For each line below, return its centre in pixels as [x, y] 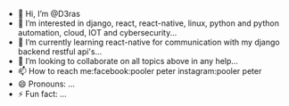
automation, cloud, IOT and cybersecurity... [97, 33]
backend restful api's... [60, 52]
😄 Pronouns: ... [46, 84]
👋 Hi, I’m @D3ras [49, 14]
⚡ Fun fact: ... [42, 94]
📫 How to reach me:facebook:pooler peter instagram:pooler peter [140, 71]
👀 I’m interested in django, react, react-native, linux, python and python [148, 23]
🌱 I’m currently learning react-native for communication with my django [149, 42]
